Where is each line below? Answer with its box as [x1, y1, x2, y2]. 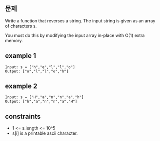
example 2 [5, 82, 38, 90]
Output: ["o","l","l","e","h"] [5, 69, 69, 74]
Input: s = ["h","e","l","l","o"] [5, 65, 76, 70]
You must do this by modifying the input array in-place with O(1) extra [5, 32, 145, 38]
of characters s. [5, 23, 37, 29]
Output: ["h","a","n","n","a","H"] [5, 99, 78, 104]
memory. [5, 37, 23, 43]
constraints [5, 112, 41, 121]
